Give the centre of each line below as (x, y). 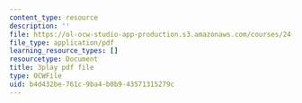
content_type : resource (54, 17)
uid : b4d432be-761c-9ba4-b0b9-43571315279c (92, 84)
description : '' (40, 26)
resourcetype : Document (54, 59)
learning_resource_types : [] (64, 51)
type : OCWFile (36, 76)
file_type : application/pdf (62, 43)
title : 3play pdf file (52, 68)
